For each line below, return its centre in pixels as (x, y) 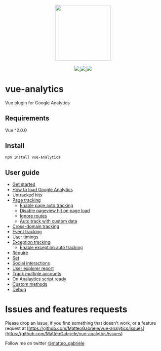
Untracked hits (27, 195)
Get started (24, 184)
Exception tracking (31, 242)
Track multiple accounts (37, 274)
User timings (25, 237)
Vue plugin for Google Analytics (38, 103)
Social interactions (31, 263)
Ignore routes (33, 216)
